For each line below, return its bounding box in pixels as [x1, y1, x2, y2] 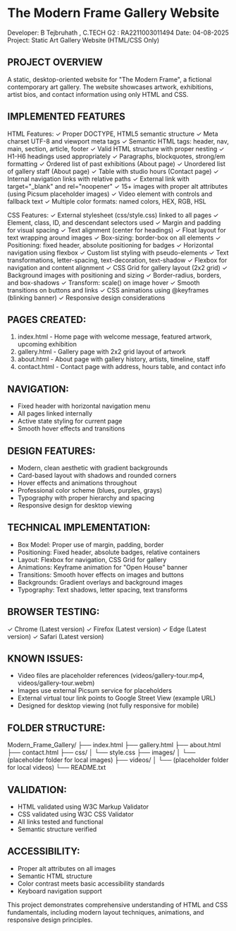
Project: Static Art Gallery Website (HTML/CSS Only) [7, 35, 160, 44]
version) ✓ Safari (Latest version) [7, 632, 104, 640]
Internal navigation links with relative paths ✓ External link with [7, 175, 190, 183]
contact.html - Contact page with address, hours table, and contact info [17, 363, 226, 371]
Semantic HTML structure [17, 872, 93, 880]
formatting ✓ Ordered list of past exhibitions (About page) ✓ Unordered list [7, 159, 225, 168]
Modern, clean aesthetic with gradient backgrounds [17, 464, 168, 472]
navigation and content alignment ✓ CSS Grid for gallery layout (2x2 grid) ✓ [7, 263, 228, 271]
